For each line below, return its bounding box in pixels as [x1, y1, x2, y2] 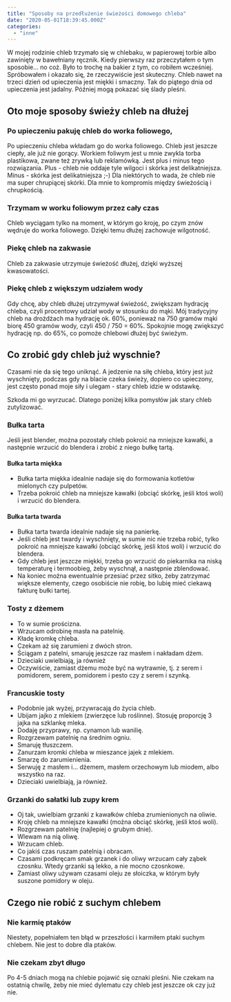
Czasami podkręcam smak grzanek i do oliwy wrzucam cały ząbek [17, 855, 207, 863]
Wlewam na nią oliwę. [17, 832, 79, 841]
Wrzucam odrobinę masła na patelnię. [17, 627, 125, 635]
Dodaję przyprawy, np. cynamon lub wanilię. [17, 726, 143, 734]
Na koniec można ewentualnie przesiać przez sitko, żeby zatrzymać [17, 572, 210, 580]
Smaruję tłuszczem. [17, 740, 74, 749]
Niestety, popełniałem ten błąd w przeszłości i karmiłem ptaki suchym [7, 933, 205, 941]
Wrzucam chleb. [17, 840, 64, 848]
